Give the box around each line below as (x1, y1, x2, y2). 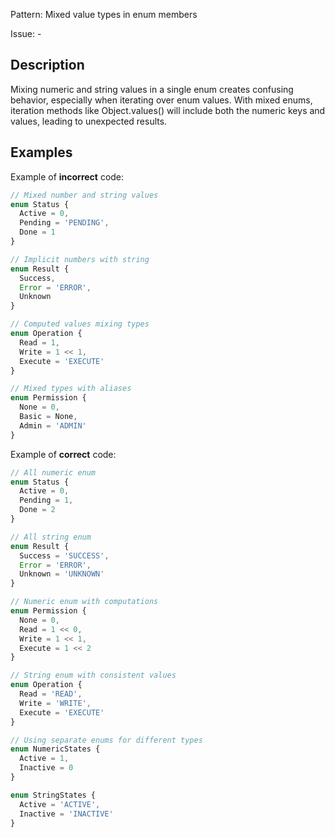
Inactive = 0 (19, 763, 74, 773)
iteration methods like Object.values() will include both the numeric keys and (10, 104, 326, 116)
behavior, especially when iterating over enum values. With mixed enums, (10, 94, 313, 106)
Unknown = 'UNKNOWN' (19, 569, 105, 579)
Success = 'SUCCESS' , (19, 550, 110, 561)
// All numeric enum (10, 467, 97, 478)
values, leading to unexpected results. (10, 115, 168, 127)
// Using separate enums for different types (10, 735, 203, 745)
